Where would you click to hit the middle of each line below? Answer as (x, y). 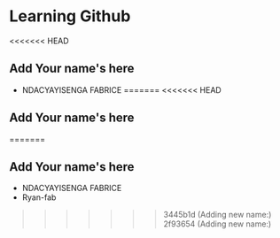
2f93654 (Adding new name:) (218, 224)
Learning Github (70, 16)
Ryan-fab (39, 197)
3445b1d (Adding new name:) (218, 215)
